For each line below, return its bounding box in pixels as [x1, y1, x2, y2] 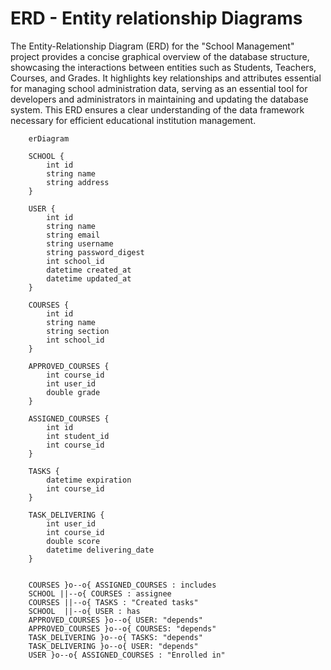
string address [46, 177, 110, 187]
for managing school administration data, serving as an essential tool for [10, 82, 308, 94]
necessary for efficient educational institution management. [10, 114, 257, 126]
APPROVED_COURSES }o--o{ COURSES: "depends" [28, 623, 217, 634]
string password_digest [46, 247, 145, 257]
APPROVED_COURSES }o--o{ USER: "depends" [28, 615, 203, 625]
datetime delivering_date [46, 545, 155, 555]
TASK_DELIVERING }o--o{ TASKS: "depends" [28, 632, 203, 642]
